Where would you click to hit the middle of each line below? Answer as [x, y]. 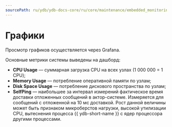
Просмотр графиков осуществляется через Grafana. [63, 50]
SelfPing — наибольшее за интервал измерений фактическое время [88, 92]
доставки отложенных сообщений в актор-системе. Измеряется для [88, 97]
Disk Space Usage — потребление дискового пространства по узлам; [89, 86]
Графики [25, 35]
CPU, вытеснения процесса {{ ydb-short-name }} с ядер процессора [88, 113]
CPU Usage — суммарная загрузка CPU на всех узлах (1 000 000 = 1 [88, 69]
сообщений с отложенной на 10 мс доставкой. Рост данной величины [89, 102]
